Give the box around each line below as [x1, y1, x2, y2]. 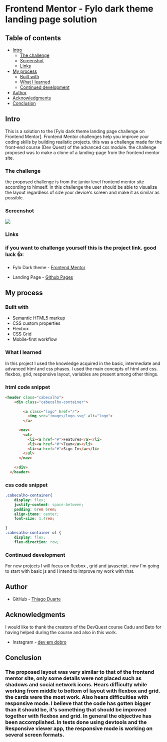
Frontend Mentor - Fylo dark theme [5, 3, 153, 15]
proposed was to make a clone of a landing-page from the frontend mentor [5, 149, 160, 156]
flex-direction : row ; [14, 539, 59, 545]
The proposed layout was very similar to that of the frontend [5, 668, 154, 675]
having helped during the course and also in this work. [5, 629, 117, 635]
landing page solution [5, 14, 97, 25]
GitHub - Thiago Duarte [12, 596, 61, 602]
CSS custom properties [12, 320, 61, 326]
